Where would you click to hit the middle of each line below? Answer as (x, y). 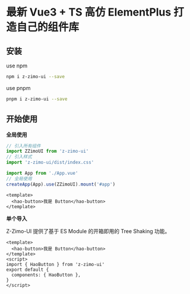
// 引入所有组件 (23, 146)
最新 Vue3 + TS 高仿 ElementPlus (89, 12)
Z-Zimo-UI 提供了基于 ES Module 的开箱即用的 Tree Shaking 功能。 (88, 231)
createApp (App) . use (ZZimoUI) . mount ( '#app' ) (61, 184)
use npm (17, 66)
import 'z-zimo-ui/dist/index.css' (50, 163)
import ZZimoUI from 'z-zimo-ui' (47, 151)
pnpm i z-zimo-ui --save (37, 99)
